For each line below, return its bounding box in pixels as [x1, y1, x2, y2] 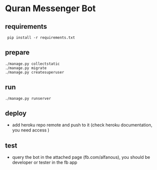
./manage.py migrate [5, 65, 47, 71]
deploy [5, 109, 27, 117]
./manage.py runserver [5, 96, 51, 101]
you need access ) [12, 127, 50, 133]
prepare [5, 48, 30, 57]
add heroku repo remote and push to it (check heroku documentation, [12, 122, 153, 128]
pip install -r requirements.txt [7, 35, 76, 40]
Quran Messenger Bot [5, 3, 96, 14]
